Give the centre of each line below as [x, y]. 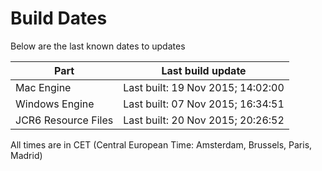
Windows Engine [55, 104]
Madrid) [26, 155]
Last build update [204, 70]
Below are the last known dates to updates [98, 46]
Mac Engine [43, 87]
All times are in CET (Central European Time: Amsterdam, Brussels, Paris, [161, 144]
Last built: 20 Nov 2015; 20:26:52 [204, 120]
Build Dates [59, 18]
